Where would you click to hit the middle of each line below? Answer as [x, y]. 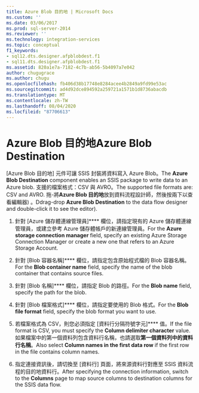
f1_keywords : [22, 51]
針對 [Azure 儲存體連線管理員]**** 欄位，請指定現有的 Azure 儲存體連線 [103, 221]
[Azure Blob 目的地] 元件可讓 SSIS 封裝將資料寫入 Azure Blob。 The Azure [97, 173]
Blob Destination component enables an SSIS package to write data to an [97, 180]
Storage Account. [36, 248]
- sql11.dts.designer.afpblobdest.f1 [53, 62]
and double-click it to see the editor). [52, 209]
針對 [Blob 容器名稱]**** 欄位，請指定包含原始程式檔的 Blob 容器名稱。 [102, 260]
